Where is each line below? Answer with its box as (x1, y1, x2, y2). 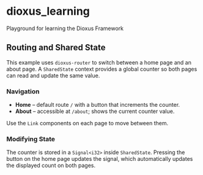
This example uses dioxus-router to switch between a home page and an (6, 58, 191, 66)
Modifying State (6, 134, 56, 143)
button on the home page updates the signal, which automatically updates (6, 155, 193, 163)
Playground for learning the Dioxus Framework (6, 25, 124, 32)
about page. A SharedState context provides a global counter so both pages (6, 65, 197, 72)
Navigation (6, 87, 40, 96)
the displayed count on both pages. (6, 161, 96, 169)
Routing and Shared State (6, 42, 106, 53)
